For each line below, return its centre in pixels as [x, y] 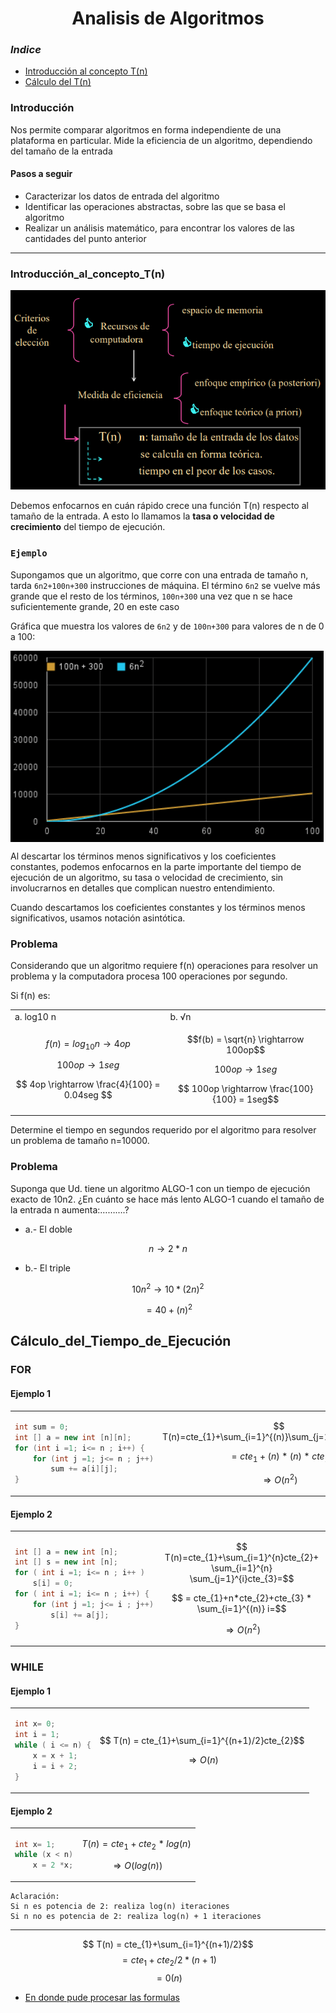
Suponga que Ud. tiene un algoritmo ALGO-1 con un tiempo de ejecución [160, 1188]
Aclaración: [35, 1897]
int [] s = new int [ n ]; [66, 1562]
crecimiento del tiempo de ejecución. [88, 527]
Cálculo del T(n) [58, 82]
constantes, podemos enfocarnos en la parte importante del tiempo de [156, 866]
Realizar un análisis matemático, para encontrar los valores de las [159, 228]
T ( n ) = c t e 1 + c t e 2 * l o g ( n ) [136, 1844]
